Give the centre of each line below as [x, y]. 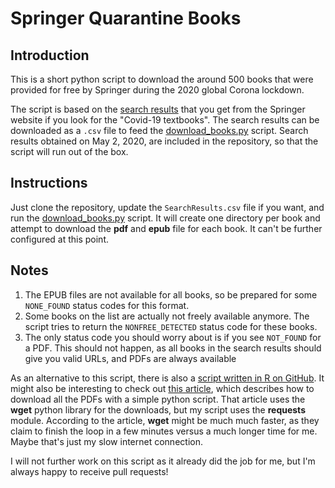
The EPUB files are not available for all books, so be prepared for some [171, 294]
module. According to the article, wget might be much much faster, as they [165, 420]
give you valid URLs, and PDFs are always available [130, 358]
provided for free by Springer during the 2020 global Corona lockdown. [157, 90]
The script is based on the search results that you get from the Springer [158, 109]
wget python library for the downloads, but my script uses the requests [158, 409]
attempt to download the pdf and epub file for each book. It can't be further [166, 228]
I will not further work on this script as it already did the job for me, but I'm [163, 461]
